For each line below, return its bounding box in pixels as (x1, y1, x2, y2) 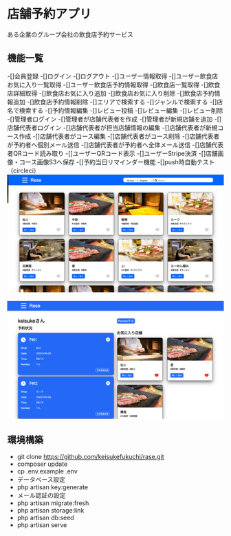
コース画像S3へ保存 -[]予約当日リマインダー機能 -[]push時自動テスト (19, 157, 215, 166)
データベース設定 (16, 476, 66, 484)
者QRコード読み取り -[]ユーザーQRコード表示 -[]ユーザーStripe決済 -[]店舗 (7, 149, 218, 157)
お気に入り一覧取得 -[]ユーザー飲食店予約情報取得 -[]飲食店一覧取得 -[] (7, 80, 208, 89)
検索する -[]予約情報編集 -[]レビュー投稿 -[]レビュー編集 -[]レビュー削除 (19, 106, 223, 114)
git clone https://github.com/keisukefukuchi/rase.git (16, 453, 164, 461)
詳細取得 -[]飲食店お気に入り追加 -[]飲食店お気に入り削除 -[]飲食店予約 (12, 89, 214, 97)
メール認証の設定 (16, 491, 66, 500)
